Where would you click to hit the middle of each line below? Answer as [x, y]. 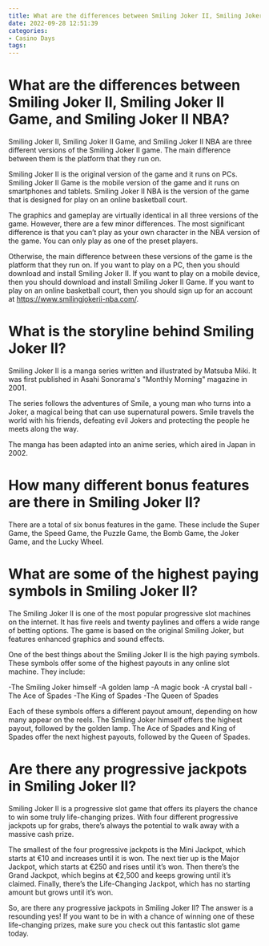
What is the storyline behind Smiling [131, 332]
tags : [17, 46]
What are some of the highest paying [134, 574]
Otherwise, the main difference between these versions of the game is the [130, 257]
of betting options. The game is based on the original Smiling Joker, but [126, 630]
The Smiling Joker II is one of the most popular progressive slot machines [129, 613]
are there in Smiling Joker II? [105, 503]
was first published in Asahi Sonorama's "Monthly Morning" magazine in [128, 379]
